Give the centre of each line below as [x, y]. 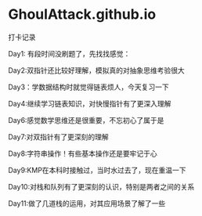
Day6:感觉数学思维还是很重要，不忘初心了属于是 [86, 120]
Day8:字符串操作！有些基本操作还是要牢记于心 [83, 153]
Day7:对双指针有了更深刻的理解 [59, 137]
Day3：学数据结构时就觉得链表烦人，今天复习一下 [89, 87]
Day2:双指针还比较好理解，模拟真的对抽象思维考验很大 [97, 70]
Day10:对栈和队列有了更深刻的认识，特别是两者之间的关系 [101, 186]
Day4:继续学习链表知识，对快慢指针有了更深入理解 [90, 103]
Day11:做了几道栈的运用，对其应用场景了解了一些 [87, 203]
